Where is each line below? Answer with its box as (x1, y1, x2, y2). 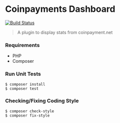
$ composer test (5, 86, 39, 91)
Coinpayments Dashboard (5, 3, 116, 15)
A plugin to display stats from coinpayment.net (17, 29, 113, 35)
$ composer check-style (5, 109, 55, 114)
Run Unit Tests (5, 71, 41, 78)
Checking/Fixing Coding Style (5, 97, 79, 104)
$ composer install (5, 82, 46, 87)
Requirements (5, 41, 40, 48)
